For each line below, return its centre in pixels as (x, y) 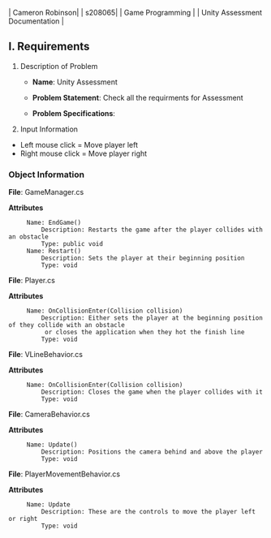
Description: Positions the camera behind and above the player (152, 452)
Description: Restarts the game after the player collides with (152, 230)
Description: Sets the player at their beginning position (143, 258)
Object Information (47, 174)
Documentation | (37, 21)
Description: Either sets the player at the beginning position (152, 318)
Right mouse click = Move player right (84, 153)
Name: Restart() (54, 252)
